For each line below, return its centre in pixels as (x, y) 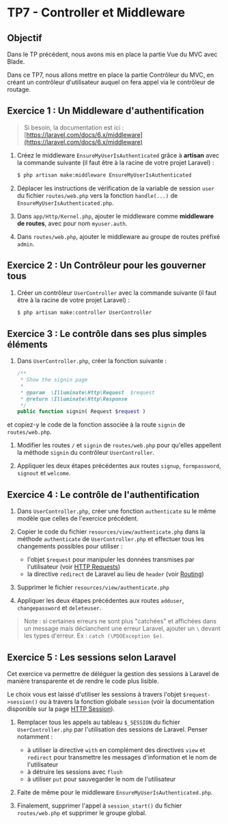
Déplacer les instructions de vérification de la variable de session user (116, 188)
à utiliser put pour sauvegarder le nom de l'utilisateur (101, 779)
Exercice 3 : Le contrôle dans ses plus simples (107, 334)
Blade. (16, 62)
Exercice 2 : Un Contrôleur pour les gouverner (106, 265)
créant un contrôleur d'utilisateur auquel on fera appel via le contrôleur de (111, 82)
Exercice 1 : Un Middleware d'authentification (106, 111)
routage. (19, 89)
